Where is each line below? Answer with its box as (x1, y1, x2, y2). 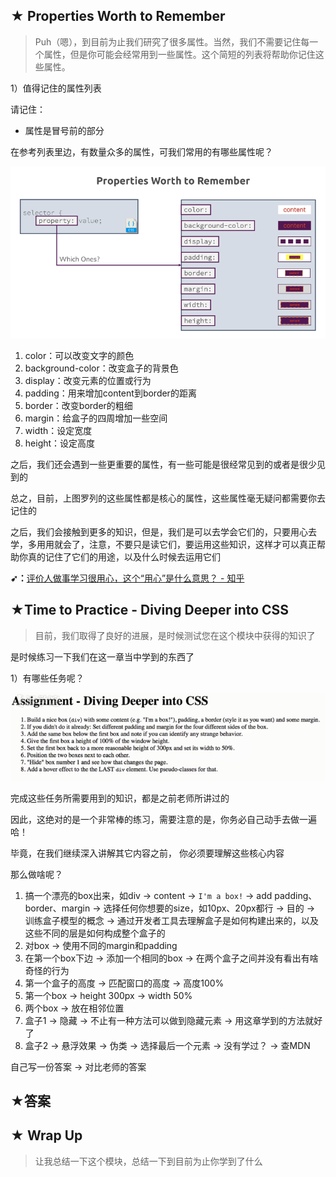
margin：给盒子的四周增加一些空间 (24, 412, 168, 424)
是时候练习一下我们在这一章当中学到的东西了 (10, 650, 195, 663)
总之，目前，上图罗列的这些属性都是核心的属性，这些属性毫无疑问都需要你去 (10, 492, 326, 504)
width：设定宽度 (24, 424, 93, 436)
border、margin (24, 902, 91, 914)
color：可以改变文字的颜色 (24, 349, 135, 361)
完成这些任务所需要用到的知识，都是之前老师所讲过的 (10, 792, 230, 804)
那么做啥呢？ (10, 868, 63, 880)
